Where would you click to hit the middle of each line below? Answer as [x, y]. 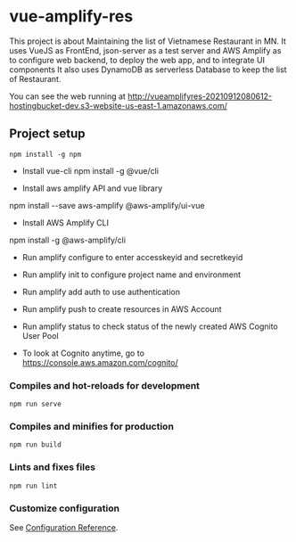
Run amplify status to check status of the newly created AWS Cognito [150, 326]
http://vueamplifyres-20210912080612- [200, 96]
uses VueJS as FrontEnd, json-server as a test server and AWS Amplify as [145, 50]
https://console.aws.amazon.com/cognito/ [100, 362]
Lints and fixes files [53, 467]
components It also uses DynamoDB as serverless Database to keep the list [148, 70]
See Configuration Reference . [64, 527]
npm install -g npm [45, 154]
